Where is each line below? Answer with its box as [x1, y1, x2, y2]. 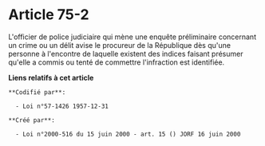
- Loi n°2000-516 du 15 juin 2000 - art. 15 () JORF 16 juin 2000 [15, 130, 241, 138]
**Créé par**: [8, 116, 56, 124]
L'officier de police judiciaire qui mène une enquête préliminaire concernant [8, 32, 257, 41]
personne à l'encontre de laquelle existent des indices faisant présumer [8, 49, 243, 58]
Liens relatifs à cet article [8, 73, 94, 82]
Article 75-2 [8, 6, 89, 24]
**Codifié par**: [8, 88, 66, 97]
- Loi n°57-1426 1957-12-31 [15, 102, 109, 110]
